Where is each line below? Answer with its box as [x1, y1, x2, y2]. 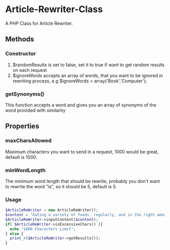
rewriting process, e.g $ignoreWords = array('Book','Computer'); [12, 77, 147, 84]
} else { [5, 231, 24, 236]
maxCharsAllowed [5, 137, 52, 144]
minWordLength [5, 166, 46, 174]
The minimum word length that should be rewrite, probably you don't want [5, 178, 160, 184]
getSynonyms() [5, 90, 45, 97]
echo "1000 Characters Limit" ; [10, 226, 76, 231]
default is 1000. [5, 154, 37, 160]
